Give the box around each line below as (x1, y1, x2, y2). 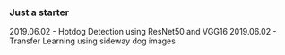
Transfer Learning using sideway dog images (9, 35, 177, 46)
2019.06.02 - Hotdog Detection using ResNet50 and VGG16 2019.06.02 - (9, 27, 277, 37)
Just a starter (9, 6, 70, 19)
